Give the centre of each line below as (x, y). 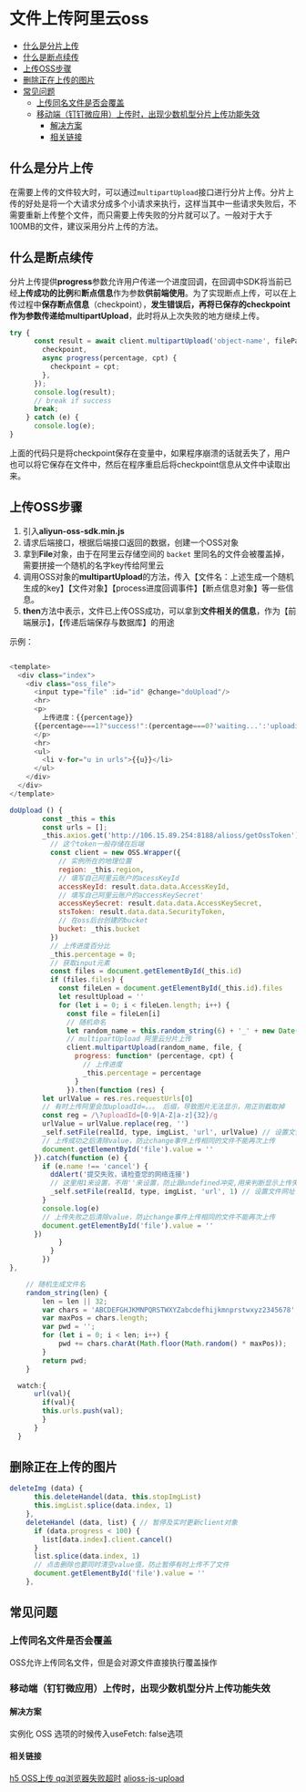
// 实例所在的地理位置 (95, 861)
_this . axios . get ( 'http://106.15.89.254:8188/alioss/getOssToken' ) (171, 836)
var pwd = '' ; (69, 1327)
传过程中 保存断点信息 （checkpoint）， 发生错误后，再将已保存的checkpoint (150, 304)
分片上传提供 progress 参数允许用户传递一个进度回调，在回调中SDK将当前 (147, 281)
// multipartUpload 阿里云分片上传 (129, 1039)
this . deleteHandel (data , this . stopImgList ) (117, 1497)
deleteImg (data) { (46, 1488)
